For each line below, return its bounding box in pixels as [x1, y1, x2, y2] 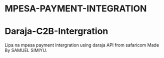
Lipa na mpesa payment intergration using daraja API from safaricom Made [4, 42, 159, 48]
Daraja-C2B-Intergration [4, 26, 108, 37]
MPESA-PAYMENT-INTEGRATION [4, 3, 147, 14]
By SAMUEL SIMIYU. [4, 48, 47, 54]
